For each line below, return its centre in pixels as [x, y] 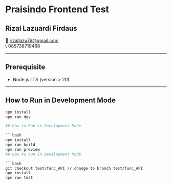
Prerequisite [25, 67]
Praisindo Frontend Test [57, 9]
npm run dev [18, 117]
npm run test [19, 178]
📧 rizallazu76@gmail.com [32, 40]
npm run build [20, 145]
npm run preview [23, 149]
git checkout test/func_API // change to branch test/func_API [74, 168]
